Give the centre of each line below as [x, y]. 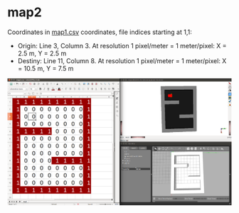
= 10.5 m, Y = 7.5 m [46, 68]
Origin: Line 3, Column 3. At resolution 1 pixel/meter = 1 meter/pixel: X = [122, 45]
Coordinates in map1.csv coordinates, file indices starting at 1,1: [100, 32]
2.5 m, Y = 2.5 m [42, 53]
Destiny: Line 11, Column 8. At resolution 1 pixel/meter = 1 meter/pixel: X [122, 60]
